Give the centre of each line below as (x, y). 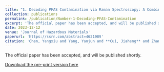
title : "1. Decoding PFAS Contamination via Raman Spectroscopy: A (75, 9)
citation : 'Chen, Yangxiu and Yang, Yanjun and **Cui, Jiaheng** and (77, 41)
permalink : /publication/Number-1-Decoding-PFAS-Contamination (71, 18)
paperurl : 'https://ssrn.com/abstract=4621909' (54, 37)
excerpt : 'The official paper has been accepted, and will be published (81, 23)
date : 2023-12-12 (23, 28)
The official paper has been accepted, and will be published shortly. (73, 55)
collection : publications (31, 14)
